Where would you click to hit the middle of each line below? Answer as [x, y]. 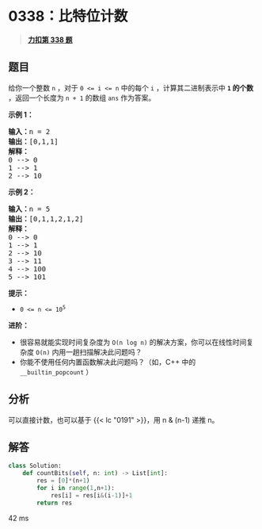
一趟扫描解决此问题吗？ [104, 352]
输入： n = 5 [29, 209]
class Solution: [35, 466]
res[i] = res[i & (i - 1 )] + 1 [91, 495]
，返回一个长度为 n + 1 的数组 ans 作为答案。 [82, 98]
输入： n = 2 [29, 131]
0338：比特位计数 [68, 16]
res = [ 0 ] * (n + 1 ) [63, 481]
